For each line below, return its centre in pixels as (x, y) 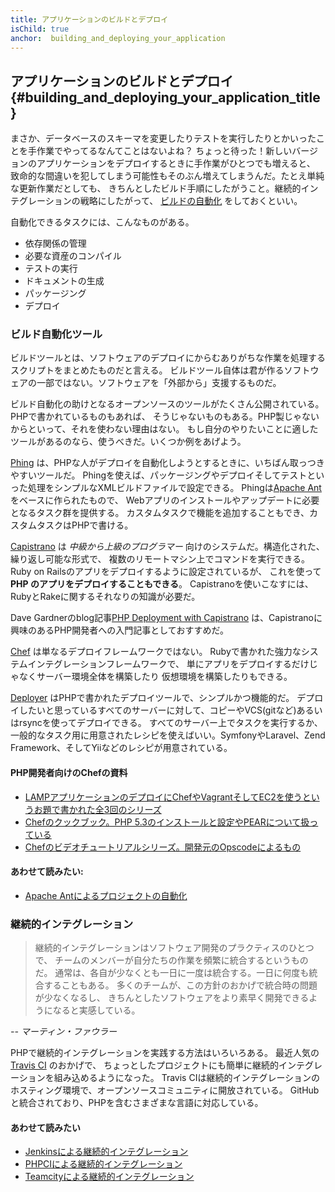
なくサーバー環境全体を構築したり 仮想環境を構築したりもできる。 (155, 677)
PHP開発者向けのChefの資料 (69, 773)
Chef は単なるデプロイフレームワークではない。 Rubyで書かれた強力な (156, 652)
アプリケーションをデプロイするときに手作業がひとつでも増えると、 (176, 163)
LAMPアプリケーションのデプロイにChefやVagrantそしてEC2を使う (163, 797)
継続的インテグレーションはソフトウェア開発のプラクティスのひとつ (174, 948)
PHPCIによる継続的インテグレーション (103, 1164)
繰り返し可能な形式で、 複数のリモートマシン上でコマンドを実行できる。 (160, 559)
